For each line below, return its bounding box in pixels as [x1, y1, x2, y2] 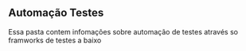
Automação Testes [8, 6, 104, 20]
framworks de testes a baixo [8, 35, 102, 45]
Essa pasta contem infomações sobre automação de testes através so [8, 27, 239, 36]
